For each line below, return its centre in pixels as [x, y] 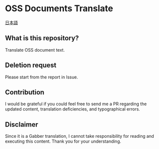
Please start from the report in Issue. [42, 77]
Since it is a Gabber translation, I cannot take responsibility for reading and [79, 136]
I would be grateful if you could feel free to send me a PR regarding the [76, 104]
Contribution [25, 92]
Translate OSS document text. [35, 50]
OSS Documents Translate [59, 9]
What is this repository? [42, 38]
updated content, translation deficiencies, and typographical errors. [73, 109]
